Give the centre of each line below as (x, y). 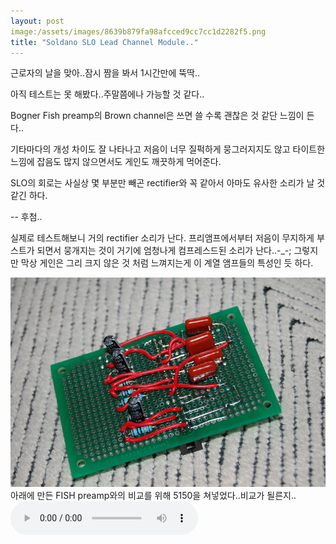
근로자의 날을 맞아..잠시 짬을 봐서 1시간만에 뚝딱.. (105, 73)
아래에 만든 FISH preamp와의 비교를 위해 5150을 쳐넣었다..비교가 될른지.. (153, 496)
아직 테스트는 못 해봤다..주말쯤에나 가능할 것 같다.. (107, 94)
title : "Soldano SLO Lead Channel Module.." (104, 42)
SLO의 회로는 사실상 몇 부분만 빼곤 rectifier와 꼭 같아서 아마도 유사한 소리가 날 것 (168, 183)
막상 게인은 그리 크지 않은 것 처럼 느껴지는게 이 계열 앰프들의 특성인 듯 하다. (167, 263)
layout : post (37, 21)
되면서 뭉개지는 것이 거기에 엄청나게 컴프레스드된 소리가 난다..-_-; (164, 251)
